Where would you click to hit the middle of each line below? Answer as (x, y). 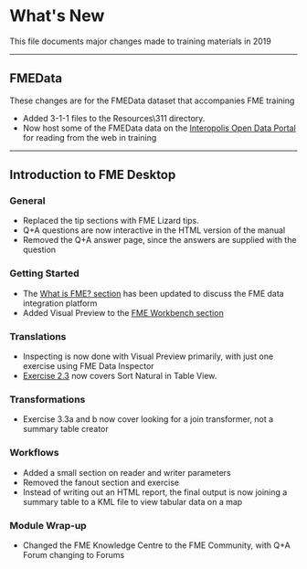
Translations (38, 336)
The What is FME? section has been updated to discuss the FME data (153, 293)
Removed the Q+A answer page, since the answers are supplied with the (159, 240)
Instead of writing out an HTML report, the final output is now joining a (155, 492)
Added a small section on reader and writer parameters (127, 472)
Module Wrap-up (48, 525)
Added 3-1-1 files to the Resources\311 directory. (114, 118)
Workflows (34, 453)
